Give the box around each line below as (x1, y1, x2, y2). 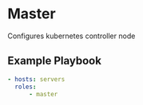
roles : (14, 83, 37, 91)
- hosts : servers (7, 75, 66, 84)
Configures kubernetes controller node (7, 31, 136, 41)
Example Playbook (7, 54, 101, 68)
